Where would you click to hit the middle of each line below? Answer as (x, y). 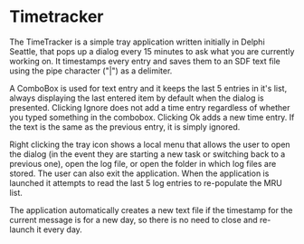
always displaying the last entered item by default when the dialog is (137, 98)
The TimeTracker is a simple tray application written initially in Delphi (137, 42)
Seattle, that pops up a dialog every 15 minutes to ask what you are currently (152, 51)
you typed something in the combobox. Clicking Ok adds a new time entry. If (152, 117)
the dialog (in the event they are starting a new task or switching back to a (147, 154)
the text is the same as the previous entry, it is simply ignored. (125, 127)
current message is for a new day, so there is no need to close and (133, 220)
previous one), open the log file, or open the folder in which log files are (143, 163)
